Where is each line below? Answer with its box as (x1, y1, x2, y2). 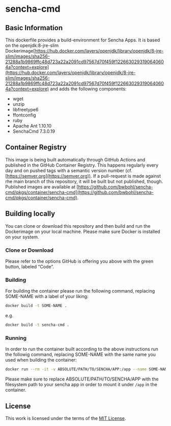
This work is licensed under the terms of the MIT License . (5, 415, 126, 421)
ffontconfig (12, 112, 37, 118)
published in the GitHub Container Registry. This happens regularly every (5, 162, 159, 168)
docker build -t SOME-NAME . (5, 303, 67, 309)
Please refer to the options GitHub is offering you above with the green (5, 258, 154, 264)
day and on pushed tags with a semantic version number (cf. (5, 167, 132, 174)
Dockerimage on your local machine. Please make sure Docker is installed (5, 228, 160, 234)
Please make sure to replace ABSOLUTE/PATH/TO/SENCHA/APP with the (5, 376, 159, 382)
